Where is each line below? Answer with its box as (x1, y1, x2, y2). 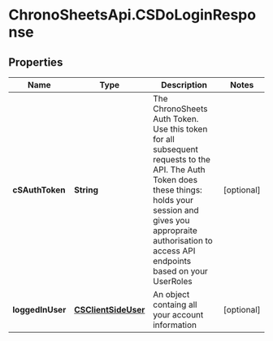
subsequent (153, 144, 199, 155)
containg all (153, 299, 197, 310)
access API (153, 245, 196, 257)
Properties (8, 55, 63, 69)
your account (153, 309, 204, 320)
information (153, 319, 197, 330)
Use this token (153, 123, 208, 135)
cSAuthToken (12, 184, 66, 196)
